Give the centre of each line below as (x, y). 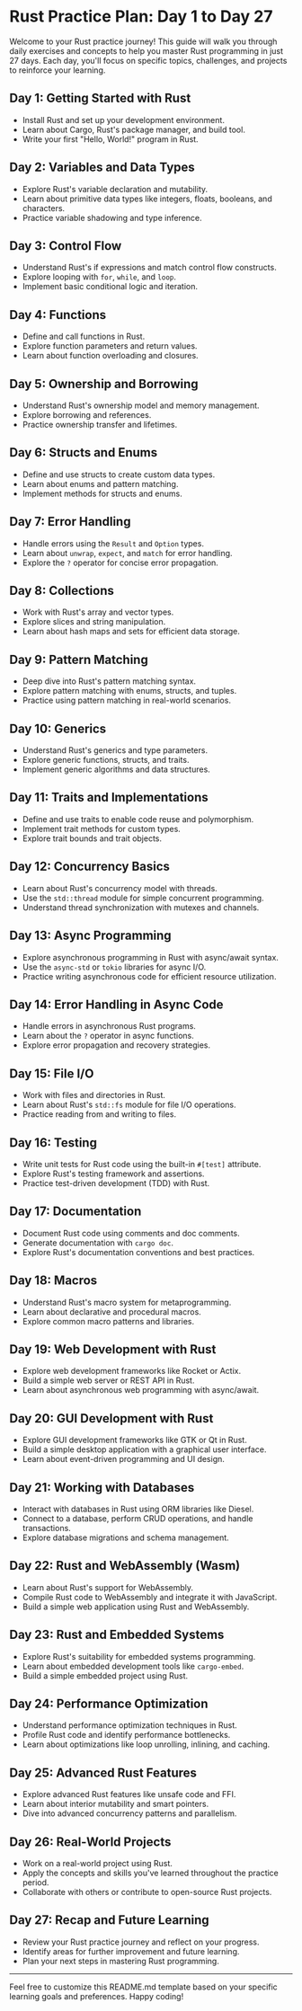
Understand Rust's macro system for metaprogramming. (127, 1302)
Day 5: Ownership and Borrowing (104, 384)
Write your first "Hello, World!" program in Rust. (111, 139)
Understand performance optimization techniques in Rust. (130, 1725)
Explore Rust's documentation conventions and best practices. (138, 1252)
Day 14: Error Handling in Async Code (116, 1004)
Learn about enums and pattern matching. (100, 483)
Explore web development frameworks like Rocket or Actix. (132, 1371)
